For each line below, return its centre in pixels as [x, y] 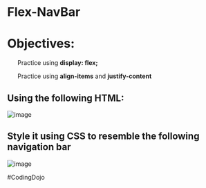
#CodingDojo [26, 177]
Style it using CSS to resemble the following [103, 137]
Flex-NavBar [44, 12]
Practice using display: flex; [57, 63]
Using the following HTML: [66, 98]
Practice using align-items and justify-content [84, 76]
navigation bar [39, 147]
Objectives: [41, 44]
